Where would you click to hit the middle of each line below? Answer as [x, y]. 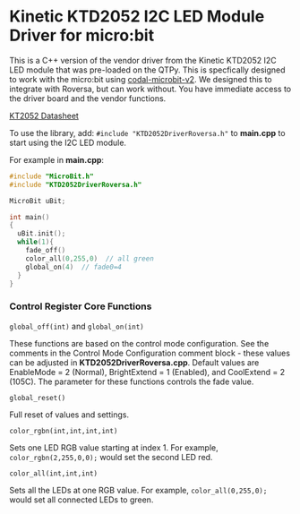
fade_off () [46, 251]
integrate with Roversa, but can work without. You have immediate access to [150, 89]
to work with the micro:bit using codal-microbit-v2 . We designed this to [141, 79]
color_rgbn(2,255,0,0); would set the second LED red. [111, 457]
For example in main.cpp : [57, 159]
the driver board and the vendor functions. [88, 98]
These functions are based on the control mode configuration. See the [139, 343]
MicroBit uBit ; [38, 201]
